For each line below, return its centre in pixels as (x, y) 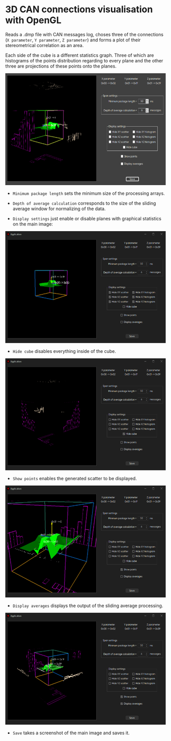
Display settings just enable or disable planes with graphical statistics (87, 218)
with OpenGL (33, 20)
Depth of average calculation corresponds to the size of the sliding (84, 203)
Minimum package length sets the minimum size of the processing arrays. (89, 193)
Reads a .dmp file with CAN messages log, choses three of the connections (84, 34)
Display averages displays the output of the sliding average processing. (88, 605)
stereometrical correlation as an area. (45, 45)
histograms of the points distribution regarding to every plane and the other (84, 60)
